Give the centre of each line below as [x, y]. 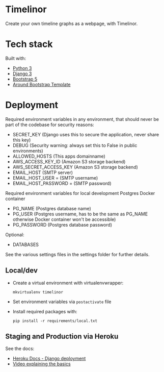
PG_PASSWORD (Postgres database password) [62, 225]
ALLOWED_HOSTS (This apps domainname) [59, 156]
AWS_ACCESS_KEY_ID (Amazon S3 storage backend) [69, 161]
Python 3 [22, 68]
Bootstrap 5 [25, 79]
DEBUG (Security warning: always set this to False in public [75, 145]
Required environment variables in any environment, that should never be [82, 119]
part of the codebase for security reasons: [50, 125]
